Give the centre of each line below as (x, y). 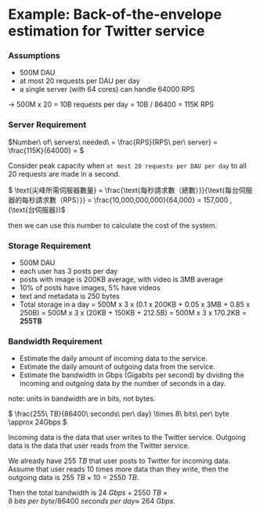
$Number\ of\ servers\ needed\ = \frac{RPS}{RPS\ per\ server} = (113, 142)
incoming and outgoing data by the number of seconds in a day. (123, 384)
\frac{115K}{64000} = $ (46, 150)
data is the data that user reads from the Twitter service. (99, 446)
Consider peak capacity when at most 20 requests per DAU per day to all (127, 166)
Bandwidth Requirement (55, 341)
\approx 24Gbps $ (38, 422)
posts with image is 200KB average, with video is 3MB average (121, 279)
